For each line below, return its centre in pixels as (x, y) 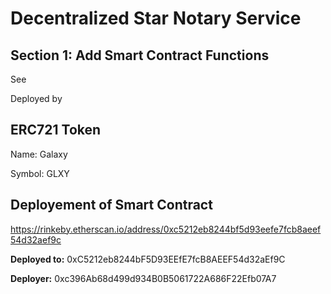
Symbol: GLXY (40, 173)
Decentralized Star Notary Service (156, 18)
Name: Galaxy (39, 154)
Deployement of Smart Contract (111, 205)
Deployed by (36, 98)
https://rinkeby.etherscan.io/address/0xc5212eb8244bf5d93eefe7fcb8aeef (166, 229)
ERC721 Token (56, 130)
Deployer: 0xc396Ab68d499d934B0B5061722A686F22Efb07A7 (143, 278)
